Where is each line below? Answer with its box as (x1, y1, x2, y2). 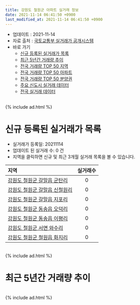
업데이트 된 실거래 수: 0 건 (12, 148, 64, 154)
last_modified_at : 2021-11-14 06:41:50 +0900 (5, 17, 103, 22)
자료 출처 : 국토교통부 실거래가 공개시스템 (12, 38, 94, 44)
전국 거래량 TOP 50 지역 (20, 63, 68, 69)
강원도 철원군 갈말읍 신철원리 (8, 186, 73, 193)
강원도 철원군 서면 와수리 (8, 224, 63, 231)
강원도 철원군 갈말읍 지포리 (8, 196, 68, 203)
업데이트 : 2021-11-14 (12, 31, 56, 38)
